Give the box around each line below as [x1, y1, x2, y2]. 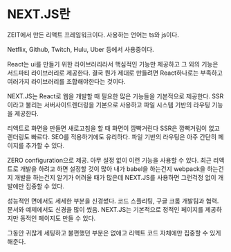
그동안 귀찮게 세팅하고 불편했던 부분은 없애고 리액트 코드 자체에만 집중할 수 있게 [7, 228, 221, 237]
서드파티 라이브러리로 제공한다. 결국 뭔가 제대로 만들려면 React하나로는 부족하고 [7, 69, 223, 77]
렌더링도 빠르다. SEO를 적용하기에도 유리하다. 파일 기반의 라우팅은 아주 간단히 [7, 132, 216, 141]
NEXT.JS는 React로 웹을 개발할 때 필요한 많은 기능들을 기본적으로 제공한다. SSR [7, 91, 224, 100]
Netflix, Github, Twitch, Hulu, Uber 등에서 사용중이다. [7, 45, 154, 53]
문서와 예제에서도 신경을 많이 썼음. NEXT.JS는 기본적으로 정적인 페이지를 [7, 205, 204, 213]
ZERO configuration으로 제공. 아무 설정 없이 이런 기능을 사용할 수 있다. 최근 [7, 156, 212, 164]
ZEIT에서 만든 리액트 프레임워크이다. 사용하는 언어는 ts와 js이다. [7, 30, 180, 39]
